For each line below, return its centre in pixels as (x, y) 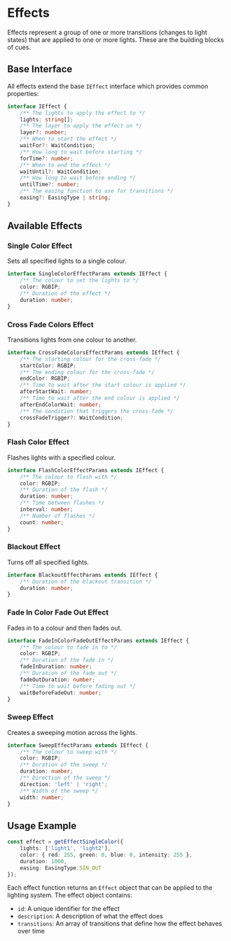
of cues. (19, 47)
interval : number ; (47, 509)
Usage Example (42, 826)
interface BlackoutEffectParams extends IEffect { (83, 575)
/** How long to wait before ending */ (78, 178)
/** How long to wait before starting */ (81, 152)
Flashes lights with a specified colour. (62, 458)
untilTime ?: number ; (50, 185)
